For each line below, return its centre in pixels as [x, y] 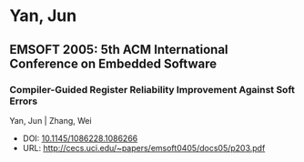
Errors [24, 101]
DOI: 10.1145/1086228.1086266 [80, 138]
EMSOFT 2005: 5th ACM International [119, 50]
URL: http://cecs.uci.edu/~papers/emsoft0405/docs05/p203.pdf [144, 147]
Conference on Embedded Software [113, 63]
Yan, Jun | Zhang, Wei [51, 120]
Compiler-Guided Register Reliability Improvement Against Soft [152, 89]
